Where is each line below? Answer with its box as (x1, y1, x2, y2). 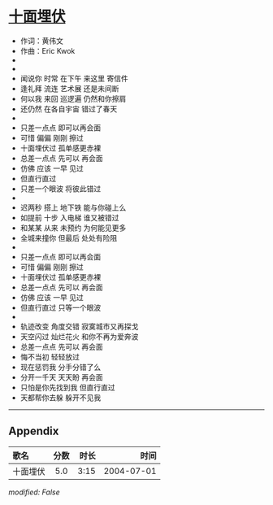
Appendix (8, 424, 59, 438)
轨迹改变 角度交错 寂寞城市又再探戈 (19, 321, 139, 331)
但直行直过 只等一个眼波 (19, 303, 102, 312)
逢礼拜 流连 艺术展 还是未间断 (19, 83, 119, 94)
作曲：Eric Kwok (19, 46, 76, 55)
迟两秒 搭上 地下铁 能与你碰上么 (19, 202, 127, 212)
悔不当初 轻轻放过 (19, 351, 80, 362)
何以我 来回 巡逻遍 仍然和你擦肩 (19, 94, 127, 103)
